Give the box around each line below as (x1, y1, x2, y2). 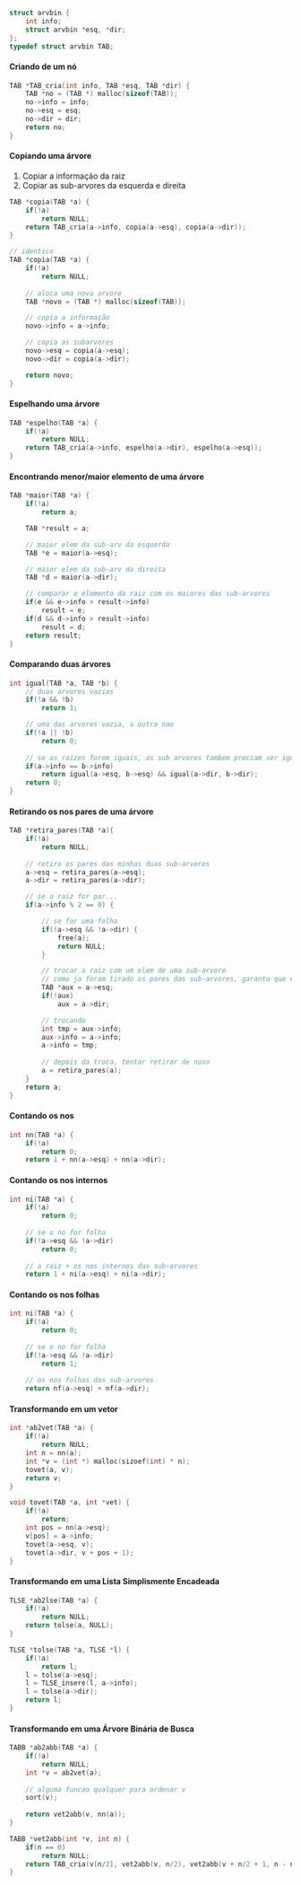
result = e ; (41, 606, 87, 615)
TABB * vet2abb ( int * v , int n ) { (9, 1834, 130, 1844)
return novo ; (25, 371, 74, 380)
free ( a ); (56, 934, 90, 942)
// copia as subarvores (25, 338, 115, 347)
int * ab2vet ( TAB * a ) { (9, 1424, 94, 1433)
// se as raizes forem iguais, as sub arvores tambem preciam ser (25, 753, 279, 762)
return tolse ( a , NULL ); (25, 1621, 115, 1630)
